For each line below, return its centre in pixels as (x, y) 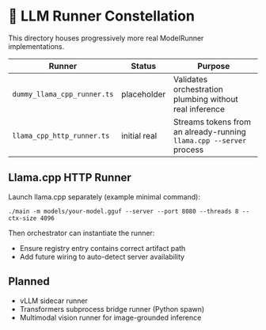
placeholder (144, 94)
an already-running (210, 131)
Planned (29, 281)
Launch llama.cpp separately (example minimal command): (104, 196)
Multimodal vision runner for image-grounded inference (110, 317)
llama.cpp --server (210, 140)
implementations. (36, 46)
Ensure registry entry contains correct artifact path (103, 248)
